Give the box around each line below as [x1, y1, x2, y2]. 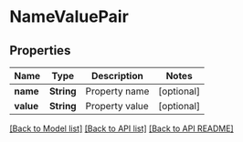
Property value [85, 100, 149, 112]
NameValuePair [9, 6, 130, 27]
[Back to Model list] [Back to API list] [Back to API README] [9, 123, 235, 134]
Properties [9, 43, 71, 58]
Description [90, 70, 143, 82]
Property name [85, 85, 150, 97]
